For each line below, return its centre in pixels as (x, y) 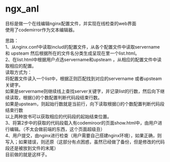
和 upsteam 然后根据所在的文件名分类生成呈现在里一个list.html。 (73, 53)
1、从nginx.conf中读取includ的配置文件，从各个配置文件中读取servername (83, 47)
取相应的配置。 (21, 66)
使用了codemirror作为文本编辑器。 (41, 30)
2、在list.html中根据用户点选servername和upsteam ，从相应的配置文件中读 (83, 59)
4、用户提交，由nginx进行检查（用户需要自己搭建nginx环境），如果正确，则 (83, 135)
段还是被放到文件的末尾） (32, 148)
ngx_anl (22, 9)
